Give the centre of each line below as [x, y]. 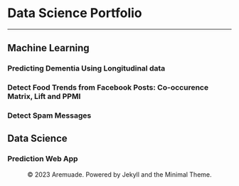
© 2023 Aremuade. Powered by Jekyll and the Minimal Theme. [119, 174]
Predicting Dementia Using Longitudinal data [86, 68]
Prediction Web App [43, 159]
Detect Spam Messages [49, 115]
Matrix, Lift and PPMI [44, 96]
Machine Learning [49, 48]
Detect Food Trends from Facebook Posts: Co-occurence [108, 88]
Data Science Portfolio [75, 13]
